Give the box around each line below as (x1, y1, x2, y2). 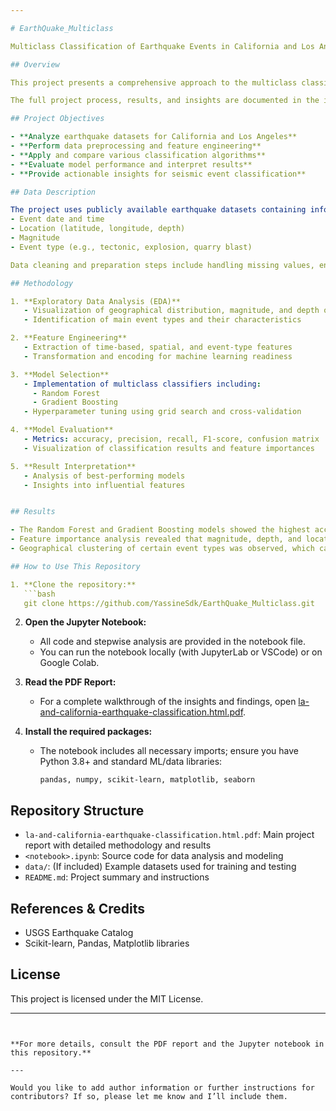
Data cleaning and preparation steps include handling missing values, (10, 260, 315, 270)
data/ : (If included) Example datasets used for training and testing (24, 861, 297, 873)
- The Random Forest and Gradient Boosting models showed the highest (10, 525, 311, 535)
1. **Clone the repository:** (10, 579, 137, 590)
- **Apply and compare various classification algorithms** (10, 150, 267, 160)
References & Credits (10, 900, 146, 917)
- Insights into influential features (23, 480, 186, 490)
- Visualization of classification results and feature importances (23, 443, 315, 453)
